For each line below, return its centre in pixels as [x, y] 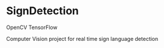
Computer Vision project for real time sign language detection [82, 39]
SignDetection [42, 11]
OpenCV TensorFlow [32, 27]
